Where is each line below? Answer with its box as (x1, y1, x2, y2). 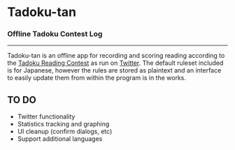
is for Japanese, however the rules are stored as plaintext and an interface (7, 66, 222, 75)
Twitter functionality (17, 112, 76, 121)
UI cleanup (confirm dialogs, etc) (17, 127, 113, 136)
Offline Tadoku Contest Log (7, 29, 103, 39)
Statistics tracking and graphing (17, 120, 110, 128)
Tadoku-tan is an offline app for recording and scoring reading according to (7, 52, 225, 60)
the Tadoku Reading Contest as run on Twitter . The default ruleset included (7, 59, 224, 67)
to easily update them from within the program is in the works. (7, 74, 187, 82)
